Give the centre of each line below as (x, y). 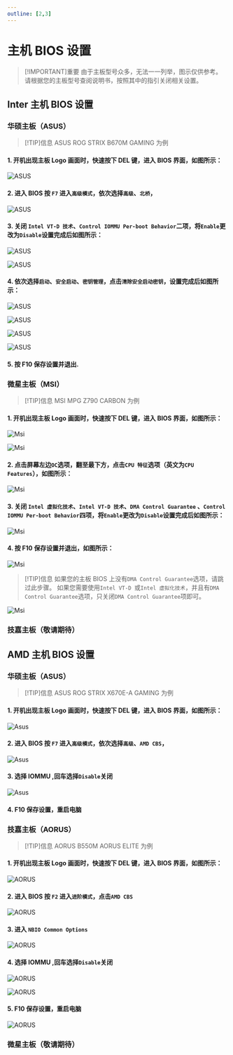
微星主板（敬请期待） (43, 1044)
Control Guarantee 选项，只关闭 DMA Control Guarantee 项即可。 (114, 596)
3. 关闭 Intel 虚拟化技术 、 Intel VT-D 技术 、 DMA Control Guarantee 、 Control (116, 506)
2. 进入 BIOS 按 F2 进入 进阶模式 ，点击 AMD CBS (70, 896)
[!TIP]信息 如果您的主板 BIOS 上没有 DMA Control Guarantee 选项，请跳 (124, 578)
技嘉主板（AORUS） (41, 829)
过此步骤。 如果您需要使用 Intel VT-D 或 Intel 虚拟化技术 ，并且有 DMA (122, 588)
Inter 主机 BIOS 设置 (50, 104)
